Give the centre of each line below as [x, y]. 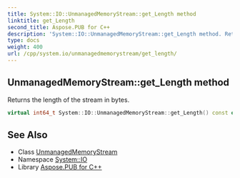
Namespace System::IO [52, 159]
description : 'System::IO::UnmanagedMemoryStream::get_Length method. [115, 34]
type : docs [24, 41]
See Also [27, 135]
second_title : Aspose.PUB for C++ [59, 27]
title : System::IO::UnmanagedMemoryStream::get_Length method [102, 14]
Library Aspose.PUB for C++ [60, 167]
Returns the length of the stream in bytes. [69, 100]
